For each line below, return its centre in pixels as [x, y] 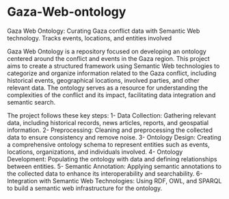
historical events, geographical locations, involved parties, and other [103, 80]
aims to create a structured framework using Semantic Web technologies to [113, 66]
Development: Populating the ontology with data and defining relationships [112, 159]
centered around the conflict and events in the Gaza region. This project [108, 58]
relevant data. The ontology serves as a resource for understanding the [108, 88]
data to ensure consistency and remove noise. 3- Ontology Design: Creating [114, 137]
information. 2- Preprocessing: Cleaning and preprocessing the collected [110, 130]
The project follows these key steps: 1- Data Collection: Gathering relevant [112, 115]
